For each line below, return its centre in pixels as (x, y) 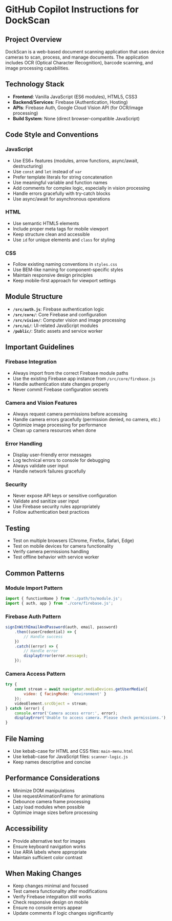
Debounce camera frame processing (51, 801)
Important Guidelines (40, 347)
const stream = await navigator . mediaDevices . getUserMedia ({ (81, 689)
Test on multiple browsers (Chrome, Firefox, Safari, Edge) (73, 540)
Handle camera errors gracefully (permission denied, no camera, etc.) (87, 419)
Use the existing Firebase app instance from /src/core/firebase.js (84, 378)
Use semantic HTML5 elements (46, 223)
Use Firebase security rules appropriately (56, 507)
